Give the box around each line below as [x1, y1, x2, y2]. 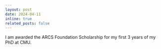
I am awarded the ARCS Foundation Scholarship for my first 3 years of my [5, 34, 156, 40]
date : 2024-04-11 [5, 12, 41, 17]
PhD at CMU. [5, 40, 32, 46]
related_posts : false [5, 21, 50, 26]
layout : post [5, 7, 32, 12]
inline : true [5, 16, 32, 21]
